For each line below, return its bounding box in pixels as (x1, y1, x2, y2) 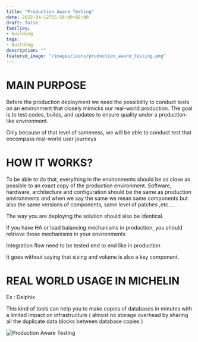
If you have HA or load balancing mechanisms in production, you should (6, 224, 183, 231)
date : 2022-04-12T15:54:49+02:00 (6, 14, 89, 20)
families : (6, 25, 31, 32)
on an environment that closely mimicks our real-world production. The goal (6, 105, 193, 112)
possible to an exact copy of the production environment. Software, (6, 182, 172, 189)
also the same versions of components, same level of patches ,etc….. (6, 200, 177, 208)
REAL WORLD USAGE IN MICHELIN (6, 274, 180, 287)
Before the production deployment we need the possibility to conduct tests (6, 98, 190, 105)
